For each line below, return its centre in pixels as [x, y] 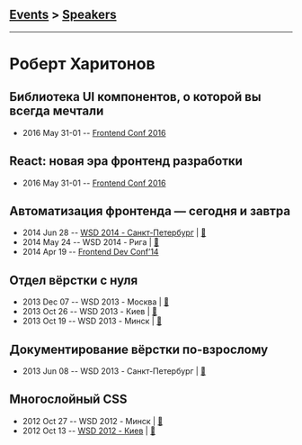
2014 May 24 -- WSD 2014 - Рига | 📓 [91, 242]
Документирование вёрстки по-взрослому [139, 349]
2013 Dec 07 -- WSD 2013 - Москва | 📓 [95, 302]
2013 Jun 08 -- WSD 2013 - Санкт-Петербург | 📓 [114, 371]
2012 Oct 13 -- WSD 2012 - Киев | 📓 [89, 431]
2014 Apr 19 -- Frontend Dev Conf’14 [90, 252]
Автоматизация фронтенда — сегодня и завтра [150, 211]
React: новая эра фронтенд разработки [126, 161]
